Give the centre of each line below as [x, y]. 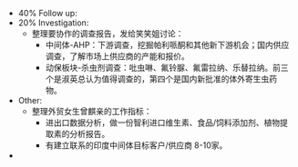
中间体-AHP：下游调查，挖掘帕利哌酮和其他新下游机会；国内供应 [167, 45]
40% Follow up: [47, 13]
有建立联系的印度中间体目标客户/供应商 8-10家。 [136, 145]
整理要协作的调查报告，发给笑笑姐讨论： [108, 34]
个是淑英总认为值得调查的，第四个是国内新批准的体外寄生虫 [157, 79]
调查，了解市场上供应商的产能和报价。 [117, 56]
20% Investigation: [53, 23]
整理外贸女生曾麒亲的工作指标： [92, 111]
